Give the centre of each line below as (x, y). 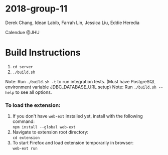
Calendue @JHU (23, 32)
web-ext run (25, 148)
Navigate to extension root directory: (50, 132)
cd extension (26, 138)
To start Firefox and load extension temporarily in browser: (73, 143)
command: (24, 121)
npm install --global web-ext (44, 127)
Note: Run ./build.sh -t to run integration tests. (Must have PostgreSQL (80, 81)
